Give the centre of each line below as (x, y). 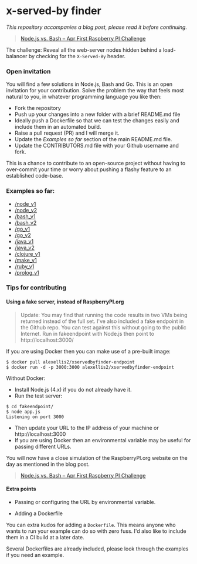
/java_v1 (24, 241)
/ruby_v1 (24, 266)
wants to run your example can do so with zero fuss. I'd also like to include (96, 531)
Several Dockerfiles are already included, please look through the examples (97, 549)
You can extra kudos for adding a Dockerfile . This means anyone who (91, 525)
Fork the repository (38, 108)
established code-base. (35, 176)
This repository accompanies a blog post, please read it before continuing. (97, 27)
